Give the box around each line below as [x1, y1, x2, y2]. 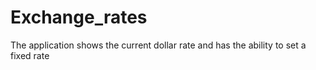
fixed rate [10, 49, 50, 61]
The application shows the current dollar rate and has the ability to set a [10, 39, 307, 51]
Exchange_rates [10, 6, 148, 29]
